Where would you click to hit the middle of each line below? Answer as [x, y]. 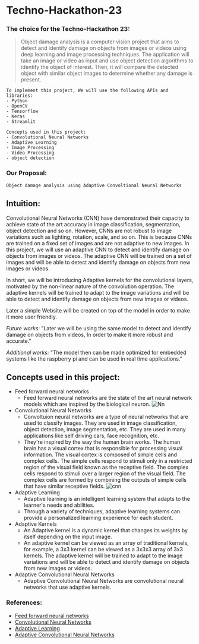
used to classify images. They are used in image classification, [100, 423]
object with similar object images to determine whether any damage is [107, 73]
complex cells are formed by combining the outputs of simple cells [105, 480]
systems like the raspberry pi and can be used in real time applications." [94, 359]
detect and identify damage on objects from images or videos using [104, 48]
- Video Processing [30, 153]
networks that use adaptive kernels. [67, 587]
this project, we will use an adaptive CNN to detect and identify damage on [98, 250]
